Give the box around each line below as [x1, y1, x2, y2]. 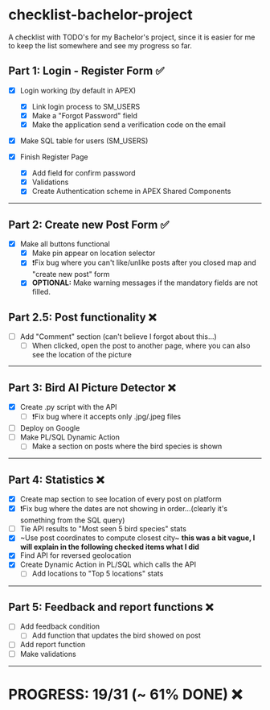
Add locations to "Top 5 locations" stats [31, 569, 164, 579]
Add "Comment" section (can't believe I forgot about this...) [19, 332, 217, 341]
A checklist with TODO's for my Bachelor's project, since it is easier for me [8, 32, 256, 42]
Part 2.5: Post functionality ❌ [8, 310, 157, 324]
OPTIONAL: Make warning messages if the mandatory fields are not [31, 278, 259, 287]
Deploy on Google [19, 423, 80, 433]
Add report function [19, 640, 86, 650]
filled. [31, 287, 51, 297]
